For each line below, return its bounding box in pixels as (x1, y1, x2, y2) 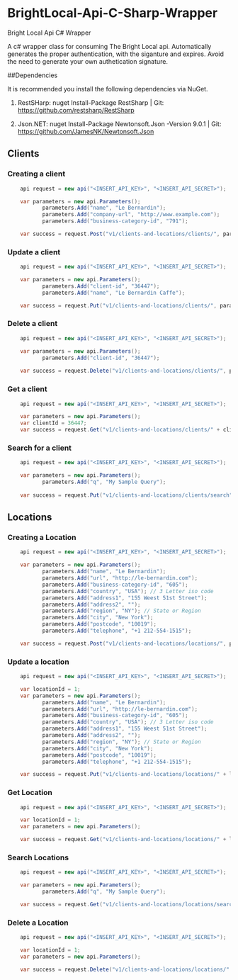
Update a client (7, 247, 61, 257)
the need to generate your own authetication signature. (7, 57, 169, 65)
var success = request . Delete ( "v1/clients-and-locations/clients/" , (20, 367, 227, 375)
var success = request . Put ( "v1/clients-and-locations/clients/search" (20, 491, 233, 499)
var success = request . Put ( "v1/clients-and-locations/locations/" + (20, 771, 227, 778)
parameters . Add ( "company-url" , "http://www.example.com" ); (42, 211, 220, 218)
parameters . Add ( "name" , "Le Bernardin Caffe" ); (42, 289, 186, 296)
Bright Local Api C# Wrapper (7, 28, 91, 37)
